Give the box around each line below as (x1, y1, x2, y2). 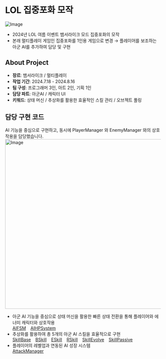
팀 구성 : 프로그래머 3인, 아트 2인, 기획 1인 (12, 85, 91, 91)
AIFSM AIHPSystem (12, 325, 56, 331)
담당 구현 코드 (5, 113, 44, 121)
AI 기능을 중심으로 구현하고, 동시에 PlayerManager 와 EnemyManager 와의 (5, 127, 151, 133)
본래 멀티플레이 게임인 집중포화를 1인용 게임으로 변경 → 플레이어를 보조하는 (12, 38, 157, 44)
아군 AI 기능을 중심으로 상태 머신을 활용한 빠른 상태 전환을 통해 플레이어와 (12, 313, 154, 319)
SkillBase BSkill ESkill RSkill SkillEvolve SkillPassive (12, 336, 133, 342)
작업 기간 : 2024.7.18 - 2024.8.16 (12, 78, 75, 84)
